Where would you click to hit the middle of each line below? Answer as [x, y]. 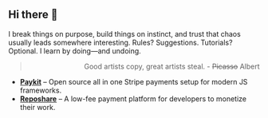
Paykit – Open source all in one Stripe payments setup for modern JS [134, 81]
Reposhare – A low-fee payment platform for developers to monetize [133, 98]
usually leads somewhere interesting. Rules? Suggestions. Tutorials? [120, 42]
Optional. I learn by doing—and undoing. [75, 51]
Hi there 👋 [33, 15]
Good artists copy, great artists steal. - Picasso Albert [172, 66]
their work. [37, 107]
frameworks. [41, 90]
